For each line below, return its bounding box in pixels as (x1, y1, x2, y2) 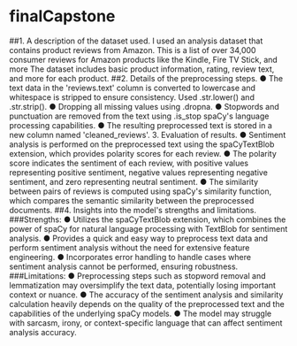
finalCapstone (9, 6, 116, 27)
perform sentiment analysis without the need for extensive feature (9, 242, 250, 253)
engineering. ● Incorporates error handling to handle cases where (9, 251, 252, 262)
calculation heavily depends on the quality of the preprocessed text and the (9, 298, 285, 309)
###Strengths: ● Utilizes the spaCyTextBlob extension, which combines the (9, 214, 286, 225)
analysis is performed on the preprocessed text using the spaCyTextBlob (9, 139, 275, 150)
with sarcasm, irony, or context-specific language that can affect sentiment (9, 317, 283, 328)
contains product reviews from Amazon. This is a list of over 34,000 (9, 44, 256, 55)
